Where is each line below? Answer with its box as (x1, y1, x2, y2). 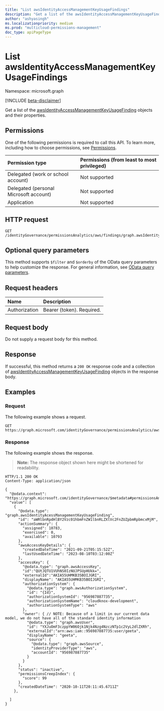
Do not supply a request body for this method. (5, 336, 98, 342)
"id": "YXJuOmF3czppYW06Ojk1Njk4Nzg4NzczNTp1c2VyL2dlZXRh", (26, 624, 152, 629)
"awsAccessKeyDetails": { (18, 542, 71, 548)
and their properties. (5, 112, 46, 118)
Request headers (5, 284, 59, 292)
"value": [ (9, 500, 32, 505)
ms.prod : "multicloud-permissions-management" (5, 25, 102, 30)
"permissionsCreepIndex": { (18, 671, 76, 676)
